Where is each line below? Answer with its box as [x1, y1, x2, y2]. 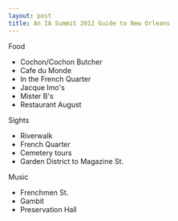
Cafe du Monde [19, 65, 72, 75]
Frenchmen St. [19, 187, 69, 197]
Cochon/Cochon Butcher [19, 57, 103, 67]
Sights [8, 115, 30, 125]
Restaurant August [19, 100, 82, 109]
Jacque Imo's [19, 82, 66, 92]
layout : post [8, 11, 52, 20]
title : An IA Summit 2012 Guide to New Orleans [8, 19, 171, 27]
